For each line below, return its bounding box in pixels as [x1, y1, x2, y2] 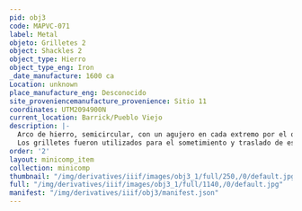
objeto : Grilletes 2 [9, 38, 87, 48]
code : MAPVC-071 [9, 22, 70, 31]
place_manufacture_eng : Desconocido [9, 88, 147, 97]
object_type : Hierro [9, 55, 87, 64]
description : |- [9, 122, 70, 131]
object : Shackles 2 [9, 47, 83, 56]
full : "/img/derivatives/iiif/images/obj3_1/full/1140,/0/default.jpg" [9, 180, 283, 189]
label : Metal [9, 30, 58, 39]
